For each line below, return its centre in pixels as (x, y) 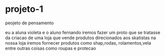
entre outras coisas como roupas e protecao (50, 48)
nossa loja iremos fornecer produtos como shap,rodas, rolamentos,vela (78, 43)
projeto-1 (24, 9)
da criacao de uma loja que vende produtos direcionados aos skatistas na (81, 38)
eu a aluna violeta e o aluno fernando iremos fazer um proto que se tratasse (83, 32)
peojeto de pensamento (29, 23)
